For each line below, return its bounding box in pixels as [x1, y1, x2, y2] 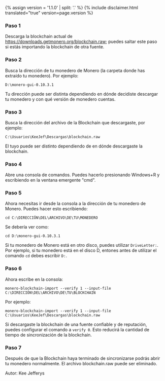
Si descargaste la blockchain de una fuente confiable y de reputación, [5, 321, 147, 327]
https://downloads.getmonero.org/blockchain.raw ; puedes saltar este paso [5, 38, 158, 44]
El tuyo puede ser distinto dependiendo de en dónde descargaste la [5, 143, 143, 149]
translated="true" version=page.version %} [5, 10, 94, 16]
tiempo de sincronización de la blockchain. [5, 332, 92, 338]
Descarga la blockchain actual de [5, 34, 73, 39]
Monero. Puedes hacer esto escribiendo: [5, 206, 88, 212]
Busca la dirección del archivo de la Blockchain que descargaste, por [5, 119, 145, 125]
